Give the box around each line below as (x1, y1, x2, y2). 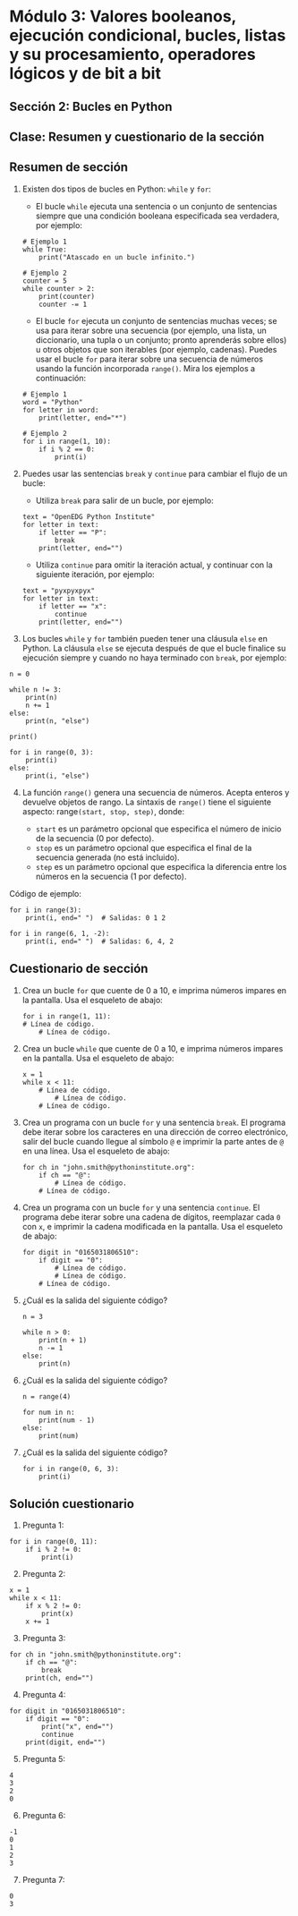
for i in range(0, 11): (9, 1537, 98, 1546)
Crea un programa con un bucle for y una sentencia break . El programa (21, 1117, 286, 1128)
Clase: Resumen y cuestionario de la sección (9, 129, 265, 144)
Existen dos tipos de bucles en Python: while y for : (21, 183, 212, 194)
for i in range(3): (9, 906, 82, 915)
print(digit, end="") (25, 1738, 106, 1747)
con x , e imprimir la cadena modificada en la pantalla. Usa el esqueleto (21, 1221, 284, 1231)
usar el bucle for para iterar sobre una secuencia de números (35, 353, 264, 364)
